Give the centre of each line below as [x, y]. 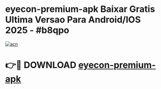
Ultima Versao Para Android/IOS [73, 20]
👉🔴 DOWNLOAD [41, 65]
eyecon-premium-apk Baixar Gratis [80, 9]
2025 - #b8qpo [37, 30]
